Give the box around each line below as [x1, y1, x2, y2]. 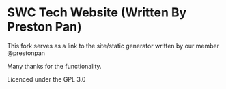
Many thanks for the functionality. [7, 62, 102, 70]
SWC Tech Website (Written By [7, 5, 187, 20]
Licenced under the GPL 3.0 [7, 75, 86, 83]
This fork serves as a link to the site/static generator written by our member [7, 41, 220, 50]
